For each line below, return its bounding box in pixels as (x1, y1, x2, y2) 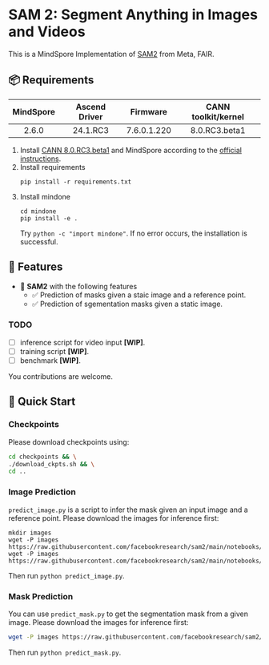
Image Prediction (8, 486, 76, 498)
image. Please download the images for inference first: (8, 617, 189, 627)
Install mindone (19, 191, 70, 201)
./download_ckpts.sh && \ (8, 460, 94, 468)
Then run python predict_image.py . (8, 570, 126, 580)
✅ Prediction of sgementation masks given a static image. (31, 299, 223, 308)
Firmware (130, 106, 168, 117)
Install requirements (19, 162, 86, 171)
